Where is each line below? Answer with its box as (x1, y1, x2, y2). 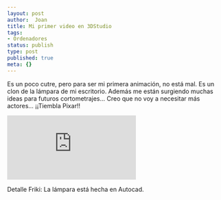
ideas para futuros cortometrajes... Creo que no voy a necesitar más (7, 94, 200, 103)
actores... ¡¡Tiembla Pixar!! (7, 101, 81, 110)
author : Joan (7, 16, 48, 23)
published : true (7, 55, 54, 62)
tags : (7, 29, 23, 36)
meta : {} (7, 61, 32, 68)
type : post (7, 49, 38, 55)
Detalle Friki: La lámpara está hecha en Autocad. (7, 185, 144, 193)
